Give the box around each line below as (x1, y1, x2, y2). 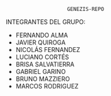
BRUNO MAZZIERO (15, 75, 71, 83)
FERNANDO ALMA (15, 31, 69, 39)
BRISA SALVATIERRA (15, 60, 75, 68)
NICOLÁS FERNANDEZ (15, 46, 81, 53)
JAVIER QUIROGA (15, 38, 66, 47)
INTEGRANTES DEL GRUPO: (5, 18, 86, 26)
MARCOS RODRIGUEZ (15, 82, 79, 90)
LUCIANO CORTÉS (15, 53, 69, 61)
